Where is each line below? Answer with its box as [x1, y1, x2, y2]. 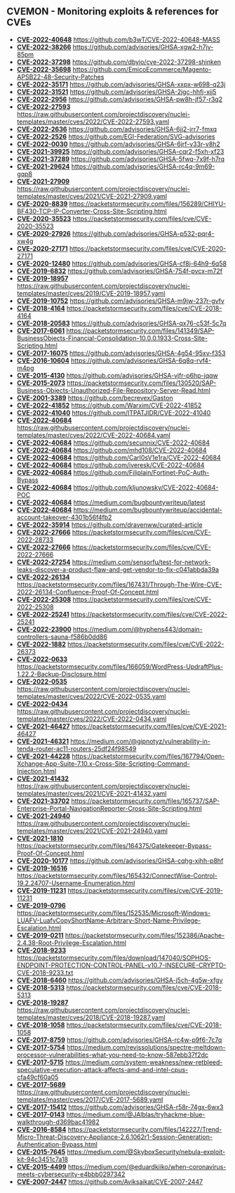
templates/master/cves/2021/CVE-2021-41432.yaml [16, 789, 167, 797]
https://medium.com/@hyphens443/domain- [72, 625, 203, 633]
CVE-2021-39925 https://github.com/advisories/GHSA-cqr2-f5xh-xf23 [16, 147, 224, 155]
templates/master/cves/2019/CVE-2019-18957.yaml [16, 289, 166, 297]
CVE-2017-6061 [16, 326, 65, 334]
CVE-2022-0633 [16, 655, 68, 663]
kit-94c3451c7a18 [16, 1155, 68, 1163]
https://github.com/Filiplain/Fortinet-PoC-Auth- [73, 468, 210, 476]
